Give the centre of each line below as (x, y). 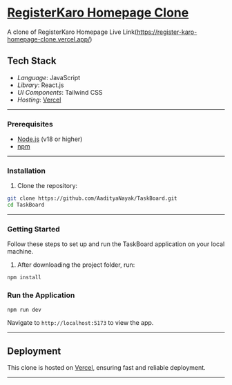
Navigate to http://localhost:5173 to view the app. (80, 323)
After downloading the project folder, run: (76, 265)
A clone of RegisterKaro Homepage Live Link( (72, 32)
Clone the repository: (47, 186)
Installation (27, 171)
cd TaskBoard (26, 205)
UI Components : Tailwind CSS (60, 92)
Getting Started (33, 229)
